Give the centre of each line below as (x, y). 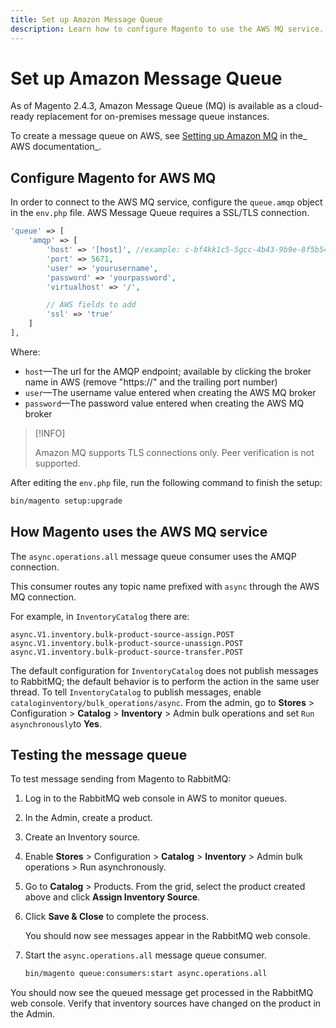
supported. (57, 463)
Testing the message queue (99, 754)
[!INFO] (50, 433)
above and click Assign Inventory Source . (112, 897)
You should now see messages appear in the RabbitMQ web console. (167, 936)
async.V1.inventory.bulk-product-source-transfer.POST (127, 652)
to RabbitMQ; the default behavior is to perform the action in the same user (165, 681)
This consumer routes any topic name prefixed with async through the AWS (165, 586)
